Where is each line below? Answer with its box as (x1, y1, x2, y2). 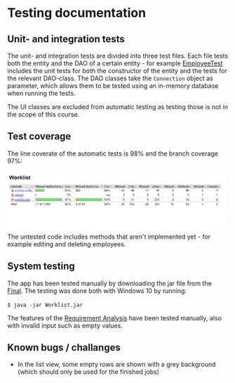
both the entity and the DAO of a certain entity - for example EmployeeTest (7, 59, 223, 68)
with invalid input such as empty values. (7, 321, 123, 329)
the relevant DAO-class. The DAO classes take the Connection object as (7, 74, 213, 82)
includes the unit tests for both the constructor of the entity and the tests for (7, 67, 228, 75)
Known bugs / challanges (7, 341, 121, 353)
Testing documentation (7, 5, 146, 21)
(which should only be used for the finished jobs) (17, 368, 160, 376)
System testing (7, 260, 75, 272)
